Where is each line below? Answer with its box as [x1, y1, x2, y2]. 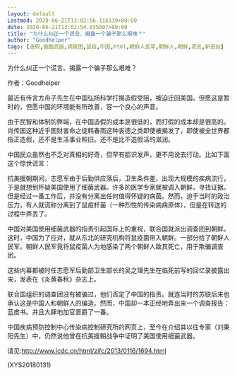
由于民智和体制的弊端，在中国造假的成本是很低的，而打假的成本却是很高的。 [7, 117, 230, 126]
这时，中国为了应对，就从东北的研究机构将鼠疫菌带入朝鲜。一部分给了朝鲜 [7, 233, 224, 241]
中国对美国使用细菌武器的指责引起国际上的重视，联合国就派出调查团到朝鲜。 [7, 224, 230, 233]
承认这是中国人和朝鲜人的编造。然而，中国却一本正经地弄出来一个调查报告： [7, 299, 230, 307]
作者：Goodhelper [7, 79, 61, 87]
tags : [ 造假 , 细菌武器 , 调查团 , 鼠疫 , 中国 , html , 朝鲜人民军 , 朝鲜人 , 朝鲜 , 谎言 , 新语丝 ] [7, 43, 224, 50]
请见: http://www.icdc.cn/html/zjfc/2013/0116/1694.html [7, 347, 167, 354]
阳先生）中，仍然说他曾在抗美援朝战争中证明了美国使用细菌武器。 [7, 332, 199, 340]
